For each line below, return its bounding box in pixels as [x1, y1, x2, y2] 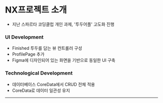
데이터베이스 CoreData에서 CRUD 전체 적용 [12, 81, 96, 87]
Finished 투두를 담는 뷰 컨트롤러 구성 [12, 45, 82, 51]
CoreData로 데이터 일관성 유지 [12, 88, 70, 93]
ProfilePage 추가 [12, 51, 45, 57]
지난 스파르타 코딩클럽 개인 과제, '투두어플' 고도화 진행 [12, 21, 115, 27]
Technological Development [5, 70, 73, 76]
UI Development [5, 33, 44, 40]
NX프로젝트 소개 [5, 4, 67, 15]
